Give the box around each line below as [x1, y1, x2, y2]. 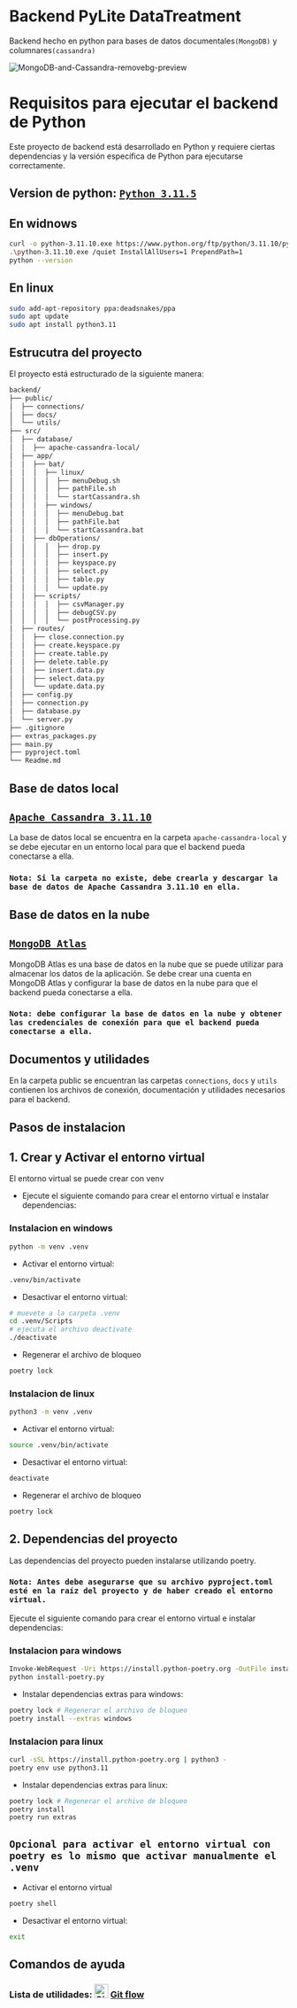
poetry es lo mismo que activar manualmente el [9, 1849, 277, 1862]
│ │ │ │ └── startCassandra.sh [9, 493, 141, 502]
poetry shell [9, 1899, 57, 1909]
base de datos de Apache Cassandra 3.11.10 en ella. [9, 882, 241, 892]
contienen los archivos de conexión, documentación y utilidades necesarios [9, 1085, 286, 1095]
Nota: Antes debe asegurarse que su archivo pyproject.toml [9, 1577, 274, 1587]
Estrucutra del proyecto [9, 345, 143, 360]
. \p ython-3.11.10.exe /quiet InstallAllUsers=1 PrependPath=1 [9, 247, 243, 256]
